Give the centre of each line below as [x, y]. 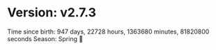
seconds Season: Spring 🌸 [45, 38]
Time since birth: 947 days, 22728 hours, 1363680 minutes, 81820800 [108, 32]
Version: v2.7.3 [52, 13]
